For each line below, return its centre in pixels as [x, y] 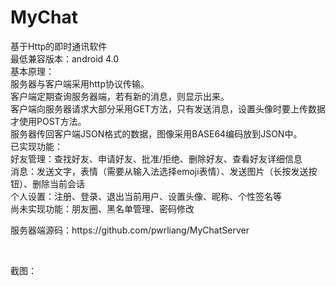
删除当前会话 [58, 183]
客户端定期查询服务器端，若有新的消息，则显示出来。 [120, 96]
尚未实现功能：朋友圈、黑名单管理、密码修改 [102, 208]
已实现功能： [36, 146]
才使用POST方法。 [48, 121]
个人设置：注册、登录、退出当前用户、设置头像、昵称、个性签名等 [146, 196]
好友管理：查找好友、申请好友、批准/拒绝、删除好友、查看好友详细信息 [156, 158]
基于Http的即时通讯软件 [59, 46]
